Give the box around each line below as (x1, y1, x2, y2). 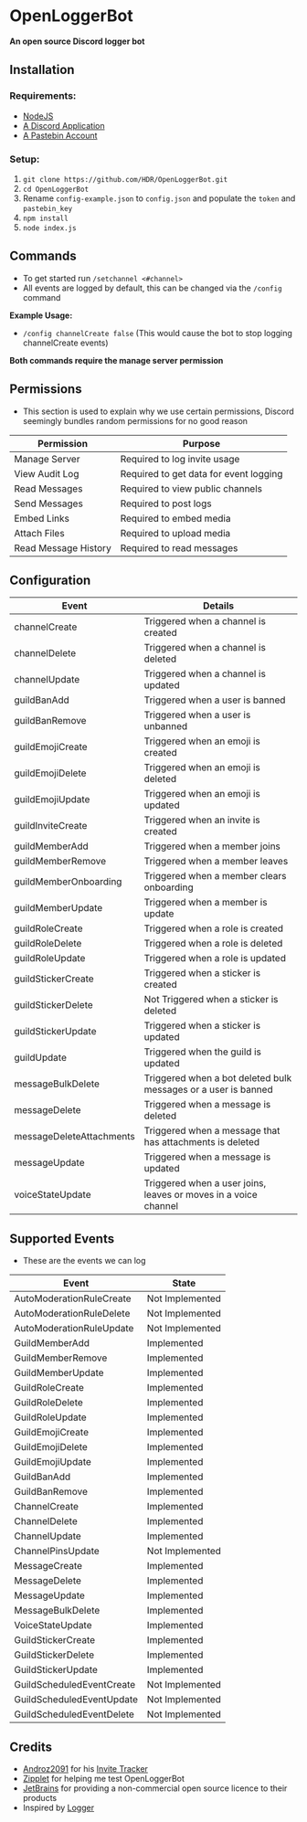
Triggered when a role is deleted (143, 937, 283, 950)
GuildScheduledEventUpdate (14, 1693, 139, 1706)
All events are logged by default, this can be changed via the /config (22, 282, 282, 293)
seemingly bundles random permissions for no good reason (22, 415, 249, 426)
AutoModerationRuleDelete (14, 1308, 131, 1320)
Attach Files (14, 526, 66, 539)
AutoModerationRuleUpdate (14, 1322, 134, 1335)
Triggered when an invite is (143, 814, 260, 827)
